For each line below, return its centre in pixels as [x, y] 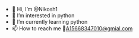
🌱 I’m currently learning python [50, 22]
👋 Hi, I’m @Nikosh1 [35, 9]
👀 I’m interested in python [43, 15]
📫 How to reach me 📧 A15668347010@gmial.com [72, 28]
